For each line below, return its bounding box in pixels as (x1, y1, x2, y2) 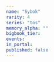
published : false (6, 47, 49, 53)
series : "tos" (6, 19, 41, 25)
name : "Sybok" (6, 8, 41, 15)
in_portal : (6, 42, 33, 48)
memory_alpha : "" (6, 25, 49, 31)
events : (6, 36, 25, 42)
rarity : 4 (6, 14, 31, 20)
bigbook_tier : (6, 31, 41, 37)
